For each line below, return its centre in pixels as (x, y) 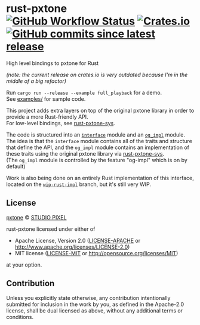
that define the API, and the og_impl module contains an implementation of (98, 147)
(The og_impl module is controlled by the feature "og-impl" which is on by (97, 160)
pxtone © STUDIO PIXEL (36, 217)
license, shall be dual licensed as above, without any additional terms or (95, 310)
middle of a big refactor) (36, 81)
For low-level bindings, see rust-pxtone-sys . (61, 123)
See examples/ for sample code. (46, 99)
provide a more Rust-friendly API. (47, 117)
